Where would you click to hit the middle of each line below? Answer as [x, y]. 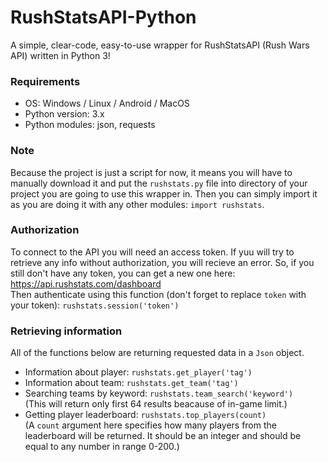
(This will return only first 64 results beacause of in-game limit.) [156, 404]
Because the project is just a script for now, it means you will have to [151, 172]
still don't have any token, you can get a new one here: [123, 273]
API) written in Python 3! [60, 55]
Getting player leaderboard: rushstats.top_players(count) [145, 415]
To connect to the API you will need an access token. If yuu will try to [152, 252]
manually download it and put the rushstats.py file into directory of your [159, 183]
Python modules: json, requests [90, 125]
